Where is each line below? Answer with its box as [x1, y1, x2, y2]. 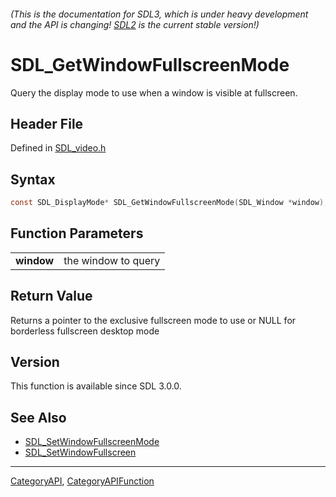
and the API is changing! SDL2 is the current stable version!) [10, 18, 260, 30]
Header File [10, 115, 84, 132]
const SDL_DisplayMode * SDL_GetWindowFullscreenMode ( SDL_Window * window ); [10, 198, 329, 208]
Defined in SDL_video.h [10, 142, 107, 154]
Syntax [10, 171, 56, 188]
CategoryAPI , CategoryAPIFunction [10, 475, 155, 487]
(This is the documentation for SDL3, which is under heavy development [10, 8, 309, 20]
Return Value [10, 288, 93, 305]
